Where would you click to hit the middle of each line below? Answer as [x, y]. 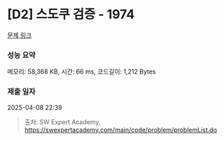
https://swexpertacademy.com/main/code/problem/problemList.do [121, 130]
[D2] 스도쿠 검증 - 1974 [71, 14]
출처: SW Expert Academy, [62, 122]
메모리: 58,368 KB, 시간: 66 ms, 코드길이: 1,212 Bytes [82, 72]
